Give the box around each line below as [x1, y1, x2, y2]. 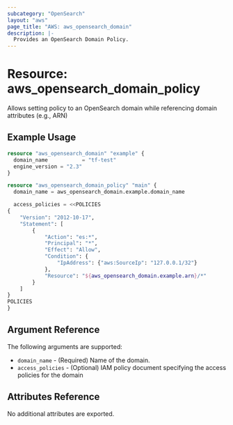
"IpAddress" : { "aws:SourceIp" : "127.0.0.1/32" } [56, 259, 198, 266]
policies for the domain [17, 371, 83, 379]
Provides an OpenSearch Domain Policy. [13, 36, 129, 43]
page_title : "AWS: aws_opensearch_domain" [7, 23, 132, 30]
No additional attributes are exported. [7, 409, 115, 418]
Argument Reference [7, 324, 100, 336]
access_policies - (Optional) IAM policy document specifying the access [17, 363, 227, 371]
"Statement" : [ [19, 220, 64, 227]
